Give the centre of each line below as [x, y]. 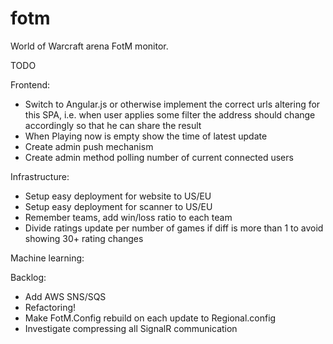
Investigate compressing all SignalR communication [131, 328]
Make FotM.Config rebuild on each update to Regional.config [150, 318]
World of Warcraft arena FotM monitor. [89, 46]
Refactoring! [50, 307]
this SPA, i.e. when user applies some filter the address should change [170, 114]
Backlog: [28, 277]
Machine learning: [47, 258]
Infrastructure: [40, 176]
